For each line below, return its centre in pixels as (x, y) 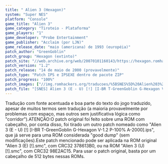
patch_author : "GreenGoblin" (35, 51)
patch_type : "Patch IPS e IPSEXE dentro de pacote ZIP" (64, 75)
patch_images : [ (22, 84)
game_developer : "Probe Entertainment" (47, 38)
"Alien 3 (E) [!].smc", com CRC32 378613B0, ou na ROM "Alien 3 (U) (75, 145)
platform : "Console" (27, 19)
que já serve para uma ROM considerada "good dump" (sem (67, 135)
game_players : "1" (24, 33)
